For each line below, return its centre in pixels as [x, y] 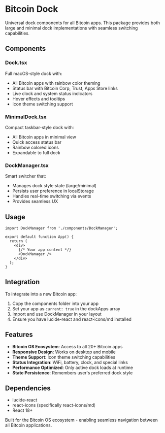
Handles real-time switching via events [52, 196]
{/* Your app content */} [45, 250]
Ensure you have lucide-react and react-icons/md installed [72, 319]
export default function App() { [39, 237]
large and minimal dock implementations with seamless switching [71, 28]
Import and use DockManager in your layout [57, 314]
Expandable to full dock [36, 152]
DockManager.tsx [27, 165]
